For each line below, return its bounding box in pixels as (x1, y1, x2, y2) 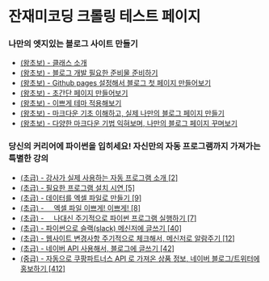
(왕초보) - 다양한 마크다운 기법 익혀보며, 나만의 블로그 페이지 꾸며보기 (19, 119, 238, 128)
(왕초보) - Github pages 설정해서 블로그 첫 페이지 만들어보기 (19, 78, 212, 88)
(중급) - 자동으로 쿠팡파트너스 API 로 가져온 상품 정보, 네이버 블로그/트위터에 (19, 254, 260, 263)
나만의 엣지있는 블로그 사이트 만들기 (8, 38, 139, 49)
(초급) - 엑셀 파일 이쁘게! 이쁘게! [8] (19, 203, 141, 212)
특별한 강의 (8, 153, 49, 164)
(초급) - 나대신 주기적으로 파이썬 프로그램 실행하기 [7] (19, 213, 197, 223)
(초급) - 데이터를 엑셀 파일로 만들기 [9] (19, 193, 142, 203)
